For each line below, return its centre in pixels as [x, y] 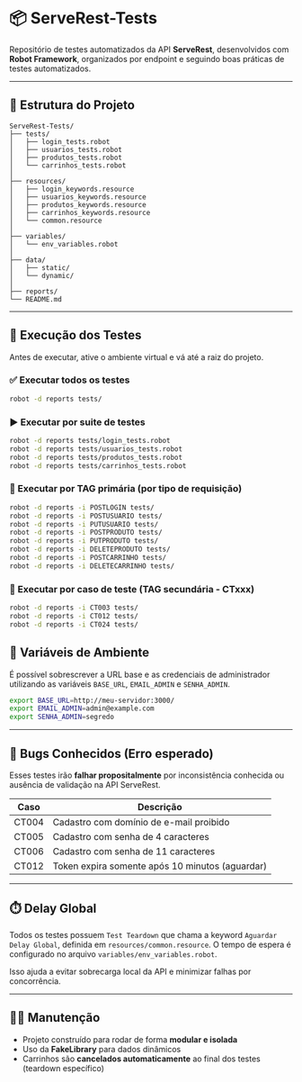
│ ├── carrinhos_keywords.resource [80, 212]
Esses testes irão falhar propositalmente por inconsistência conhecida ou [147, 775]
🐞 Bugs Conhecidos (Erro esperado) [111, 753]
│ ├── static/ [40, 267]
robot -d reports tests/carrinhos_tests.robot [98, 465]
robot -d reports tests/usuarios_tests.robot [96, 449]
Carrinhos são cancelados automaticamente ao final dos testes [141, 1059]
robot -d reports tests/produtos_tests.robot [96, 457]
